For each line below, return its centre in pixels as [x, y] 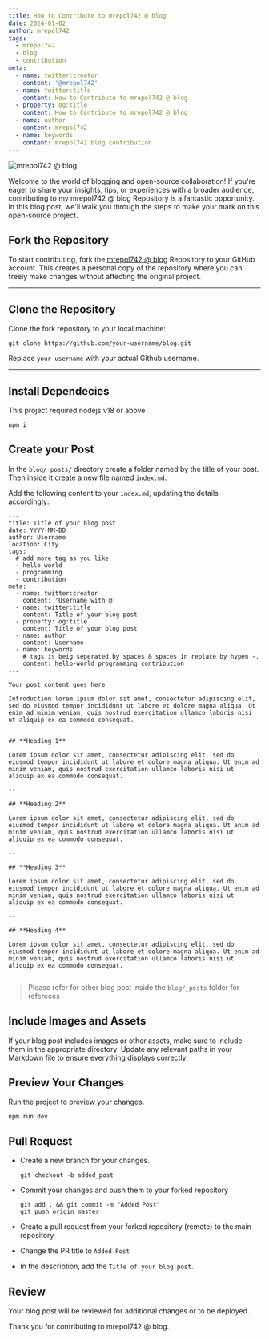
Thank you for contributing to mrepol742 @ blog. [89, 1326]
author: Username [37, 537]
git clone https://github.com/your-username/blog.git [100, 343]
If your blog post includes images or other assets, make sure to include [125, 1041]
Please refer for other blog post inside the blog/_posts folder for [134, 987]
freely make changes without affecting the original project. [105, 277]
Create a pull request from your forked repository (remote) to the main [136, 1227]
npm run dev [28, 1117]
